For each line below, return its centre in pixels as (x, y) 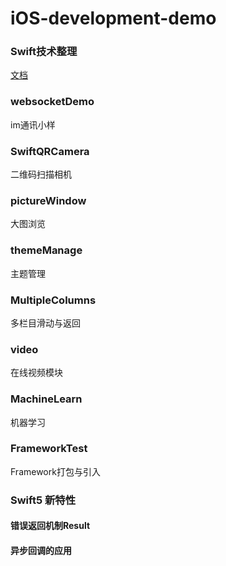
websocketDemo (52, 102)
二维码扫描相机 (41, 174)
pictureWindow (48, 200)
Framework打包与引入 (55, 471)
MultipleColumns (53, 300)
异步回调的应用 (41, 550)
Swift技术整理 (44, 52)
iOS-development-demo (113, 18)
